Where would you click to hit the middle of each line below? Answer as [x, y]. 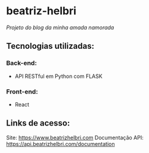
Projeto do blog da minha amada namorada [60, 27]
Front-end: [22, 92]
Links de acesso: [38, 123]
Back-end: [21, 63]
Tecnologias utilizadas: [50, 46]
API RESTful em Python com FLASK [58, 76]
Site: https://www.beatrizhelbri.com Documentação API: [75, 138]
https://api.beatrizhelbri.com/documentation [60, 143]
